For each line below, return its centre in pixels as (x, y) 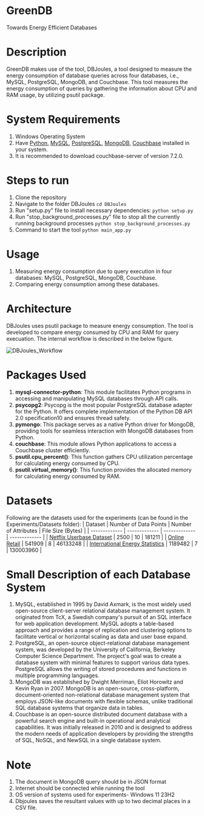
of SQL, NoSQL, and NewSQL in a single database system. (88, 740)
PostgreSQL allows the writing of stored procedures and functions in (101, 669)
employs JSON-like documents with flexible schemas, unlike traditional (104, 701)
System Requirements (63, 120)
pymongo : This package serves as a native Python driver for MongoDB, (105, 424)
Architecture (39, 309)
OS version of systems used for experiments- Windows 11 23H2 (95, 795)
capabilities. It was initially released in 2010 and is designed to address (104, 727)
